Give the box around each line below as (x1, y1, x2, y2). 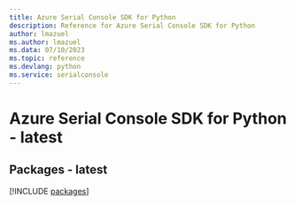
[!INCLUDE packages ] (9, 186, 89, 196)
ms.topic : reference (9, 54, 86, 63)
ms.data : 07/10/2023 (9, 46, 86, 55)
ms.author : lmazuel (9, 37, 82, 47)
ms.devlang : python (9, 63, 82, 72)
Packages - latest (9, 163, 108, 178)
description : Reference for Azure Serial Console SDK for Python (9, 21, 255, 30)
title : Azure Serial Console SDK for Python (9, 12, 176, 22)
